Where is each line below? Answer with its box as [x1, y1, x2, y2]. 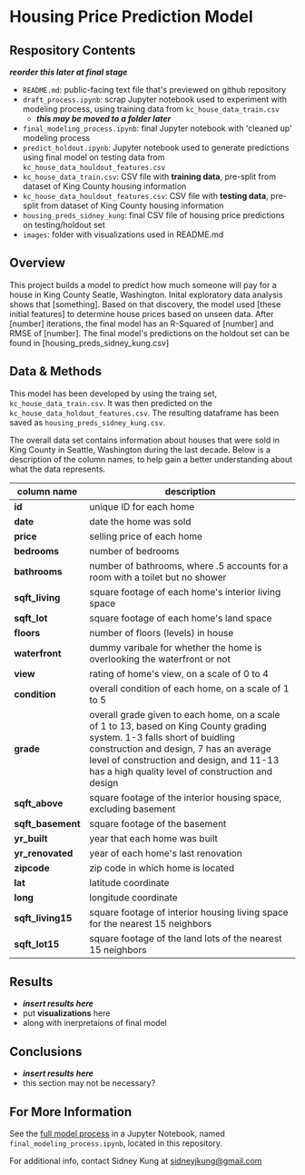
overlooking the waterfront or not [89, 652, 231, 665]
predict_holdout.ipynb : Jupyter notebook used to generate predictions [22, 143, 290, 153]
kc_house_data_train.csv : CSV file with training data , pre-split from [22, 171, 277, 182]
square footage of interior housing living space [89, 906, 289, 919]
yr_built [14, 831, 48, 844]
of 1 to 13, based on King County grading [89, 720, 267, 732]
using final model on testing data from [22, 152, 165, 163]
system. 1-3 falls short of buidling [89, 731, 236, 743]
